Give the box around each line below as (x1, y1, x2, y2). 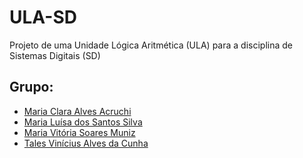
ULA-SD (9, 6, 77, 29)
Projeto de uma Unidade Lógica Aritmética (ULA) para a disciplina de (9, 39, 293, 51)
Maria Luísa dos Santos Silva (23, 116, 143, 128)
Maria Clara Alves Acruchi (23, 105, 132, 117)
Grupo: (9, 79, 54, 96)
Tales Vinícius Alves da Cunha (23, 137, 149, 149)
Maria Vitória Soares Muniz (23, 126, 136, 138)
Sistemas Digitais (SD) (9, 49, 101, 61)
